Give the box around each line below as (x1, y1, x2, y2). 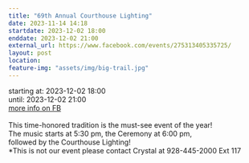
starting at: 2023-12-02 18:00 (8, 86, 106, 96)
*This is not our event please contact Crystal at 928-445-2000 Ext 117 (8, 145, 242, 155)
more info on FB (8, 103, 62, 112)
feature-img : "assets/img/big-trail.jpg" (8, 64, 149, 72)
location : (8, 57, 42, 65)
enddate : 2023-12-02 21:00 (8, 34, 99, 43)
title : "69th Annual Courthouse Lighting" (8, 11, 153, 20)
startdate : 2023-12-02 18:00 (8, 26, 106, 35)
